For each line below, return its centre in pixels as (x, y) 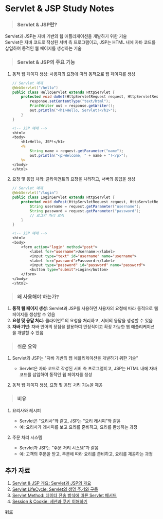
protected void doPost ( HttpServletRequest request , (74, 202)
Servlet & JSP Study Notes (60, 9)
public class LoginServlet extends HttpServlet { (63, 197)
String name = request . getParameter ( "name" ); (77, 151)
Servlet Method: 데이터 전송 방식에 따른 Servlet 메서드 (64, 496)
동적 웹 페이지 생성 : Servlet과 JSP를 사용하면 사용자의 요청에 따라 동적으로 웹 (85, 309)
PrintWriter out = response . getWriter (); (72, 106)
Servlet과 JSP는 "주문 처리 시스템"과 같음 (59, 448)
